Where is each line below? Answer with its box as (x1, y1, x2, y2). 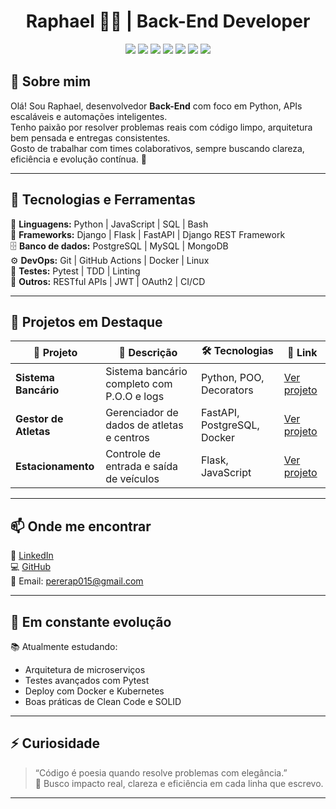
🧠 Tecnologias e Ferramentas (10, 191, 196, 209)
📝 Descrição (118, 345, 178, 359)
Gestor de (15, 412, 64, 426)
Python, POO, (200, 371, 265, 385)
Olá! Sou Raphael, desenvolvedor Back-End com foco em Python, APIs (10, 100, 303, 112)
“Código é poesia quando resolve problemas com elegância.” (34, 766, 288, 779)
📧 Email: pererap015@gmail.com (10, 575, 144, 587)
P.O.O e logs (105, 390, 165, 404)
